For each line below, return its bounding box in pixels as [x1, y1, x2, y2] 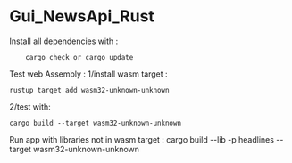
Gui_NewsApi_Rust [9, 6, 154, 27]
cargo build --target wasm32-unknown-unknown [9, 118, 181, 127]
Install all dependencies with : [9, 36, 119, 46]
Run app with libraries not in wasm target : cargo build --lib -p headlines [9, 134, 275, 144]
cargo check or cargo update [25, 53, 134, 61]
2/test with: [9, 101, 51, 112]
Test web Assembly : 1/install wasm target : [9, 69, 168, 79]
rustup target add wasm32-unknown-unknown [9, 86, 170, 94]
